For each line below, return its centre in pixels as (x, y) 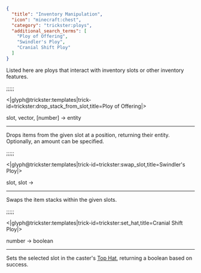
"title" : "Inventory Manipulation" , (57, 14)
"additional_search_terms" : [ (49, 31)
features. (17, 76)
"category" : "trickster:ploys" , (52, 25)
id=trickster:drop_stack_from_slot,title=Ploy (60, 106)
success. (17, 264)
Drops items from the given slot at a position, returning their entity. (88, 135)
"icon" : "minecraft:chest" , (47, 20)
